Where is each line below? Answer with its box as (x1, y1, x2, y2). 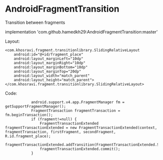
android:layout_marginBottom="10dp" (14, 65, 88, 70)
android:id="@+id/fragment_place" (14, 52, 83, 57)
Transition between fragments (5, 19, 65, 25)
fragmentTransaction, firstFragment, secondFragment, (5, 129, 116, 134)
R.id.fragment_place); (5, 134, 51, 139)
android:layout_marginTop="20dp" (14, 69, 81, 74)
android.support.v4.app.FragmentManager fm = (31, 100, 125, 105)
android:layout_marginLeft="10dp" (14, 56, 83, 61)
